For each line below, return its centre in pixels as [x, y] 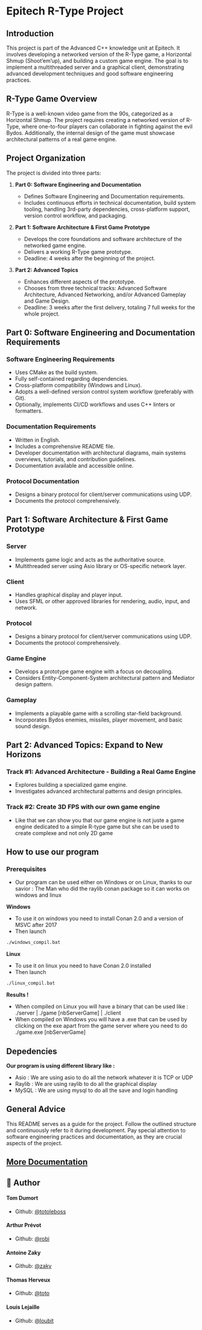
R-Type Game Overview [52, 99]
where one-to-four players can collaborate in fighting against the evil [107, 126]
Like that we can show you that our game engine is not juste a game [99, 820]
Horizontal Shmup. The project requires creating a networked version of [96, 120]
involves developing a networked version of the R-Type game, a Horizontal [99, 54]
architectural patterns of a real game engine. [62, 139]
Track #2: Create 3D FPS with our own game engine [83, 807]
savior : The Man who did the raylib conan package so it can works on [102, 889]
